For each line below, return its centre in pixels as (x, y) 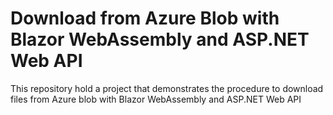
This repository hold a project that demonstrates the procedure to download (167, 88)
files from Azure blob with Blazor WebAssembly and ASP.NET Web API (156, 99)
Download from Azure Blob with (145, 18)
